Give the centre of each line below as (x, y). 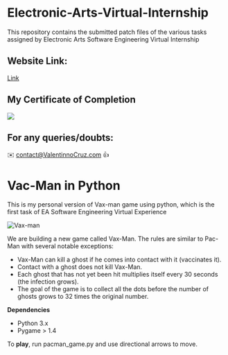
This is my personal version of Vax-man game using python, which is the (111, 205)
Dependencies (29, 310)
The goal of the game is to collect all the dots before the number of (113, 289)
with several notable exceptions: (68, 246)
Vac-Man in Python (64, 185)
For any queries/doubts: (60, 138)
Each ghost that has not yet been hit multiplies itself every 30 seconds (117, 275)
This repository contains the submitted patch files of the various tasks (107, 32)
